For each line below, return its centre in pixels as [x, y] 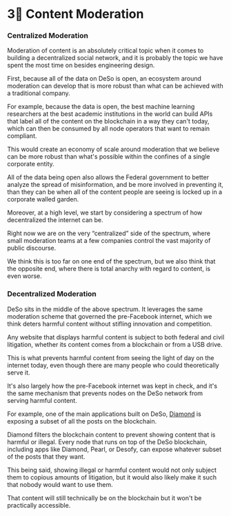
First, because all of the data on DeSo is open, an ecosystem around [104, 79]
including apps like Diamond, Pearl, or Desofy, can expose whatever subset [114, 449]
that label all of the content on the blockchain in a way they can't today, [108, 121]
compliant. [22, 136]
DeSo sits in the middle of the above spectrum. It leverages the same [105, 309]
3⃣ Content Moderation [76, 14]
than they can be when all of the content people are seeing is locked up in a [115, 192]
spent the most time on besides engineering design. [81, 66]
